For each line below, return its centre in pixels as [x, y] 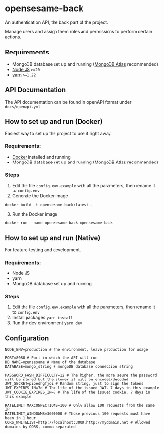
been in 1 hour [21, 418]
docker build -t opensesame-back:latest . [49, 205]
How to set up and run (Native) [53, 238]
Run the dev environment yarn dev [47, 323]
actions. [13, 37]
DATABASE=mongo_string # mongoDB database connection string [69, 367]
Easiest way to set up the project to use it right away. [58, 134]
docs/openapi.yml [23, 107]
